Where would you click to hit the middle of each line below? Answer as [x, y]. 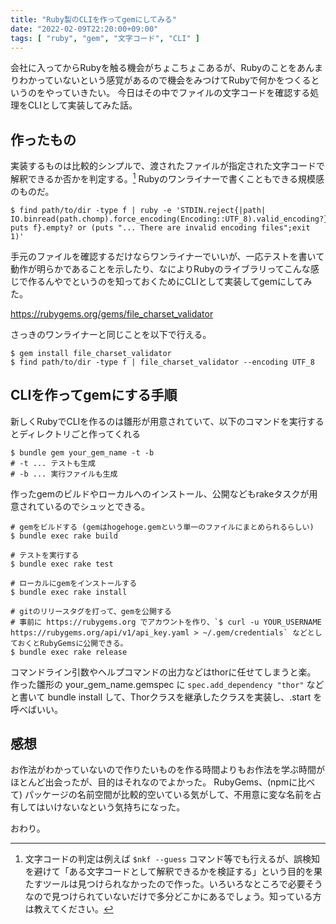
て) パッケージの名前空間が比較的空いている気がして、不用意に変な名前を [161, 795]
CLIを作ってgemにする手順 [94, 395]
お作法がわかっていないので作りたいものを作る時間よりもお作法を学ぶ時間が [168, 770]
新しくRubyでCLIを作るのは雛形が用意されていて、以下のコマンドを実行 [158, 421]
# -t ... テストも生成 [53, 463]
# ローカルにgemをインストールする [74, 583]
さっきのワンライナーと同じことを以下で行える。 [111, 334]
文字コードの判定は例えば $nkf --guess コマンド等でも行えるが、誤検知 [172, 859]
